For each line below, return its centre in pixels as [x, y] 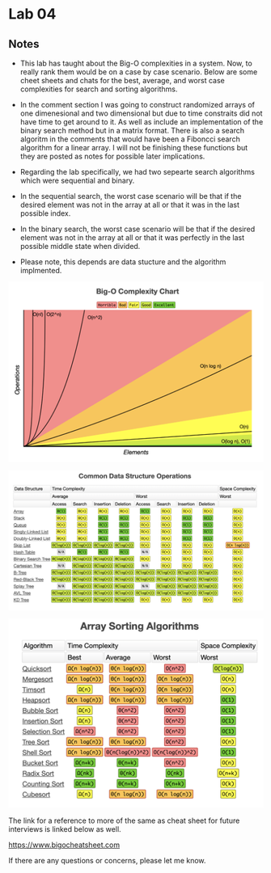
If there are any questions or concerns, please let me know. [107, 860]
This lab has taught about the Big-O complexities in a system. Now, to [136, 63]
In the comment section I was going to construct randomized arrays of [137, 105]
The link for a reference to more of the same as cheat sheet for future [124, 820]
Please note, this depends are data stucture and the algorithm [123, 262]
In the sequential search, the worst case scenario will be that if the [131, 196]
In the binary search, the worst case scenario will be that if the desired [138, 229]
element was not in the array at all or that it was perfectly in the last [132, 238]
